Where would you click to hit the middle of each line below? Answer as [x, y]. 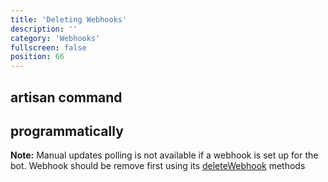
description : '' [44, 29]
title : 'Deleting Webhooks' [69, 19]
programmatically [67, 131]
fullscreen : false [48, 47]
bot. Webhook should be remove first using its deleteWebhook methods [158, 166]
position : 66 [37, 57]
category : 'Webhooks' [55, 38]
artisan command [66, 97]
